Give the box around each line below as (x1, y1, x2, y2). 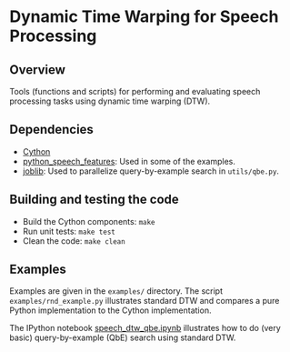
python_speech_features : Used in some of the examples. (22, 156, 236, 166)
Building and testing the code (9, 192, 179, 207)
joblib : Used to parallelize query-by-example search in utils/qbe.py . (22, 166, 280, 176)
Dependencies (9, 122, 94, 137)
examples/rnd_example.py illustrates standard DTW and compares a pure (9, 296, 280, 307)
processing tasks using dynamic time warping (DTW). (9, 96, 211, 106)
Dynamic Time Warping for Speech (9, 6, 279, 27)
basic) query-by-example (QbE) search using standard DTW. (9, 332, 236, 343)
